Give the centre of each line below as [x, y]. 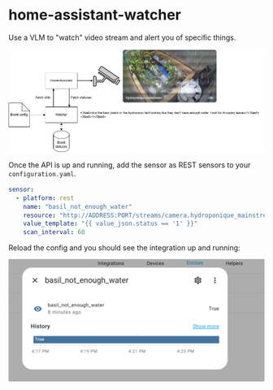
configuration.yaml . [42, 173]
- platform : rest [45, 198]
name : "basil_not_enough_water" [78, 206]
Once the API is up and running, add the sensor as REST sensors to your [130, 165]
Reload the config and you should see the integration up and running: [125, 248]
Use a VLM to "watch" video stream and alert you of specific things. [122, 37]
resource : [40, 215]
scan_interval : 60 [54, 232]
